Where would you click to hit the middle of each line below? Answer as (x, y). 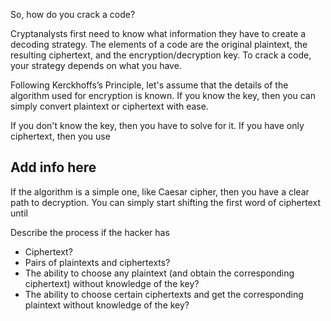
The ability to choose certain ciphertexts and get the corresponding (164, 294)
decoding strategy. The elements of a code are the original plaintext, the (159, 44)
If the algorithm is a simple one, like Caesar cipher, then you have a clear (160, 191)
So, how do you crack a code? (73, 14)
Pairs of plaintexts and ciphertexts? (97, 262)
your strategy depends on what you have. (96, 65)
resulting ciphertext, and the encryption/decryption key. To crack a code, (161, 55)
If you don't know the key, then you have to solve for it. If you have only (157, 125)
